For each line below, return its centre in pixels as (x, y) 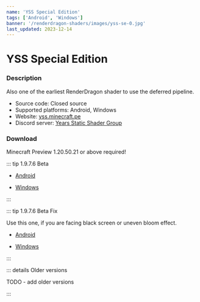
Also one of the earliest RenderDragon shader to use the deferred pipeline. (100, 92)
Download (22, 138)
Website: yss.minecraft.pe (48, 116)
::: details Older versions (37, 270)
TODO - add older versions (40, 282)
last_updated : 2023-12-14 (39, 29)
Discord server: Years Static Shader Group (69, 123)
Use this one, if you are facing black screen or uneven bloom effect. (91, 223)
